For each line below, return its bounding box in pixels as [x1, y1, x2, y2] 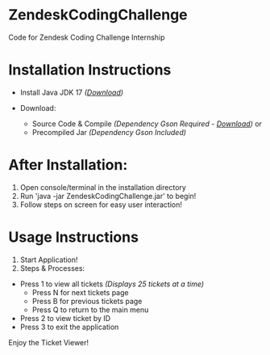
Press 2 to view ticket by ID [19, 313, 111, 323]
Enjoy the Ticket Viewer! [8, 337, 89, 347]
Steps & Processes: [19, 263, 85, 273]
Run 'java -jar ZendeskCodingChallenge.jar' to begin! [19, 191, 197, 201]
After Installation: [8, 156, 128, 175]
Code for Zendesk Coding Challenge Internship [8, 32, 165, 42]
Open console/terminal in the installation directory [19, 182, 187, 192]
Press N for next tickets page [31, 287, 129, 297]
